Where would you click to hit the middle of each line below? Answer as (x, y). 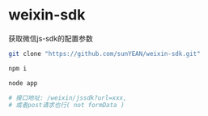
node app (23, 83)
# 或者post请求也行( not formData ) (66, 105)
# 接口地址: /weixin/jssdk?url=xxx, (68, 98)
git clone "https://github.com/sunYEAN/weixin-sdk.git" (104, 54)
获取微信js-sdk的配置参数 (51, 38)
